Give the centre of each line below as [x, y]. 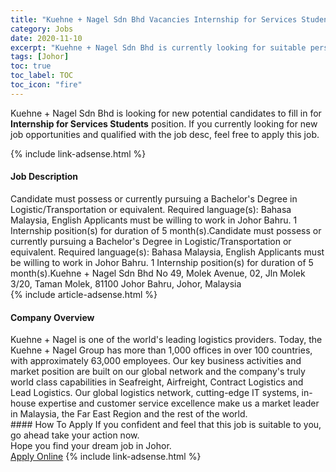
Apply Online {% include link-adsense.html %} [106, 457]
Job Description [44, 177]
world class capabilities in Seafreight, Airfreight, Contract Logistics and [157, 382]
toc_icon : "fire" [46, 85]
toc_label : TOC [42, 76]
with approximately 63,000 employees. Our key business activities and [156, 361]
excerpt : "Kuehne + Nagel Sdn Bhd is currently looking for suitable [158, 47]
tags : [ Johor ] [40, 57]
